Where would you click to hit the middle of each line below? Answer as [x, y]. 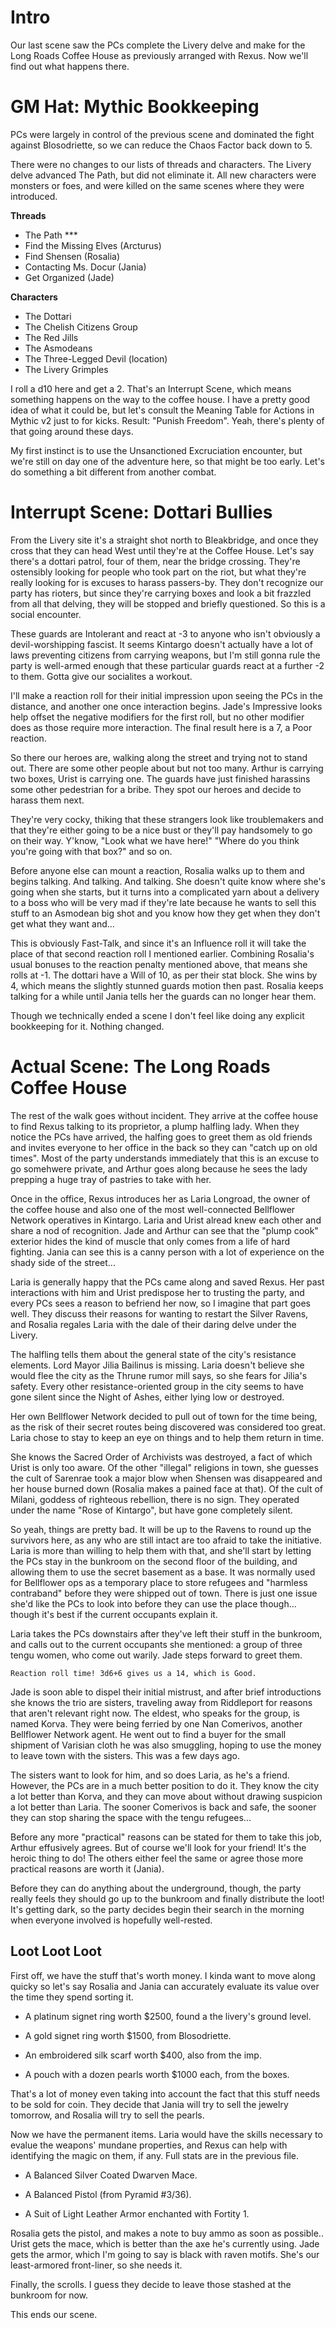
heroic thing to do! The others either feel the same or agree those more [157, 1858]
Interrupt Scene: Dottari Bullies [141, 512]
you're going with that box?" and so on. [91, 851]
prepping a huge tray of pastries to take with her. [111, 1179]
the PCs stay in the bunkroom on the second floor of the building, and [154, 1561]
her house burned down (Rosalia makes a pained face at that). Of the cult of [167, 1488]
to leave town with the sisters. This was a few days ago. [125, 1755]
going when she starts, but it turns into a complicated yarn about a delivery [165, 892]
